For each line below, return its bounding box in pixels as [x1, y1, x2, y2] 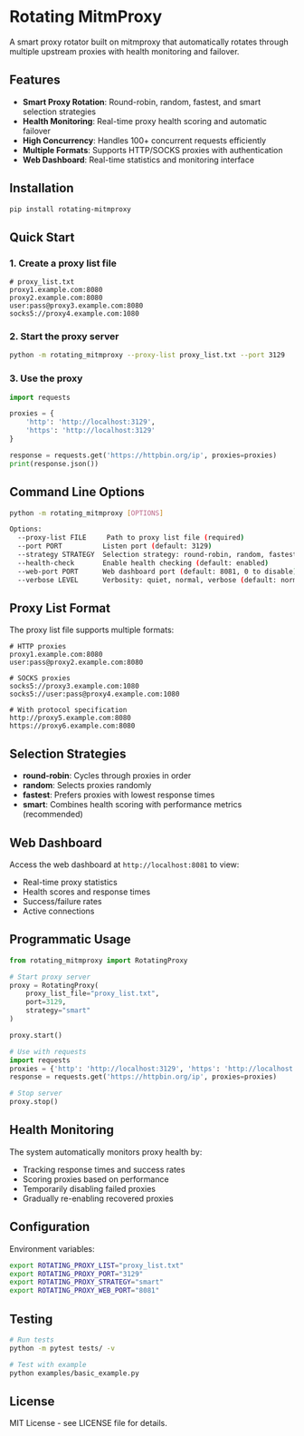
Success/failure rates [22, 895, 102, 906]
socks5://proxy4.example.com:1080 [9, 309, 140, 318]
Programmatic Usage [9, 932, 131, 947]
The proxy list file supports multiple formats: [9, 624, 175, 636]
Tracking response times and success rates [22, 1164, 185, 1175]
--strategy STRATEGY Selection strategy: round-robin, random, [17, 551, 265, 560]
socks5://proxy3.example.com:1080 [9, 682, 140, 691]
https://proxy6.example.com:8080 [9, 721, 136, 731]
